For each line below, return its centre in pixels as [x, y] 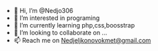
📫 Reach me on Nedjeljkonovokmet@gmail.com [82, 40]
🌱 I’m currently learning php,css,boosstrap [74, 25]
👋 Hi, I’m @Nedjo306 [43, 11]
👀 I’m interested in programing [57, 18]
